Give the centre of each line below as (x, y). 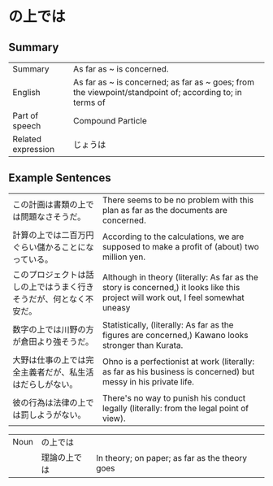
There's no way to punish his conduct (174, 397)
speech (27, 126)
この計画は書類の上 (50, 204)
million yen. (124, 257)
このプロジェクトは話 (54, 275)
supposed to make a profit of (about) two (181, 246)
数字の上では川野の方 (54, 329)
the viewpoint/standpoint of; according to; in (157, 92)
